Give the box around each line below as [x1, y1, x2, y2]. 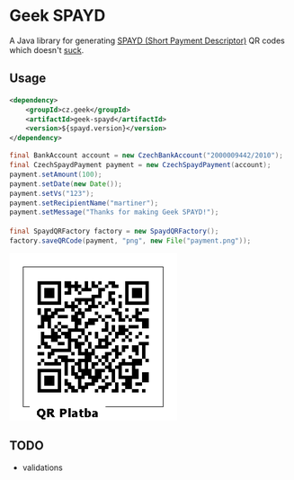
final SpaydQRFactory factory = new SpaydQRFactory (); [9, 227, 219, 236]
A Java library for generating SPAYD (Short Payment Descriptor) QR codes [9, 35, 285, 46]
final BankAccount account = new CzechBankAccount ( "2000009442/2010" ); [9, 151, 283, 160]
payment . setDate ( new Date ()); [9, 179, 123, 189]
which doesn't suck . [9, 44, 85, 55]
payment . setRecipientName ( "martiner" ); [9, 199, 159, 208]
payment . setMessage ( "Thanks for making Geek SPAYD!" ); [9, 208, 219, 217]
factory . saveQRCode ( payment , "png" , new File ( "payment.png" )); [9, 236, 252, 245]
